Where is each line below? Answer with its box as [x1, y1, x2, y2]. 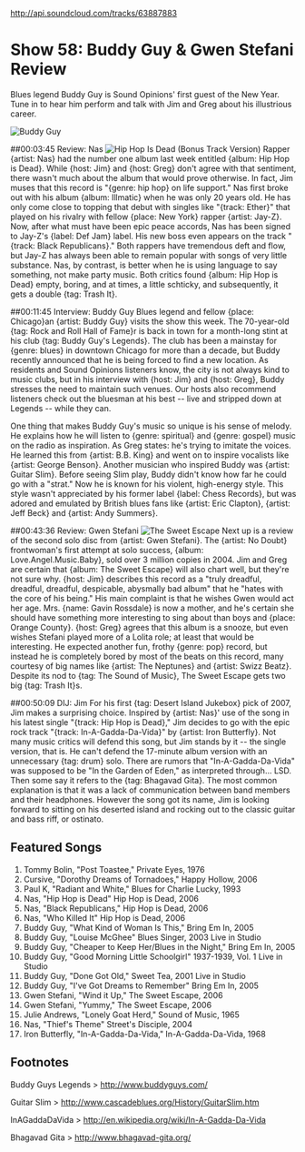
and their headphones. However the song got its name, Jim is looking [10, 793, 271, 804]
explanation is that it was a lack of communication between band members [10, 784, 290, 795]
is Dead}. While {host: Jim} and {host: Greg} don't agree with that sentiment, [10, 163, 297, 174]
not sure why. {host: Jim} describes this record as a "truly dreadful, [10, 573, 262, 584]
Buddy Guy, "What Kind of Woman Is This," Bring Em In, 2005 [23, 922, 254, 933]
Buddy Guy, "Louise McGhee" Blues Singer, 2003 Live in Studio [23, 932, 261, 943]
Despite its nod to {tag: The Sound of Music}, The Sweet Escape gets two [10, 670, 286, 681]
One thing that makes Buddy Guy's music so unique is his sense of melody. [10, 420, 292, 431]
